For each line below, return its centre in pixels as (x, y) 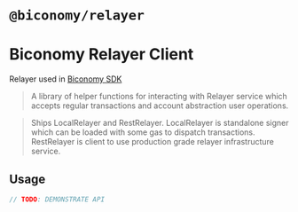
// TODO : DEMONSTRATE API (57, 199)
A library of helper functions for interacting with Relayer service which (159, 97)
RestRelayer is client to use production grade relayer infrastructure (153, 142)
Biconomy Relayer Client (102, 55)
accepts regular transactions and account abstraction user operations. (160, 106)
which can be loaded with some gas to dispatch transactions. (143, 132)
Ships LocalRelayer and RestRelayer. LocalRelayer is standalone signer (160, 123)
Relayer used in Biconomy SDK (66, 79)
